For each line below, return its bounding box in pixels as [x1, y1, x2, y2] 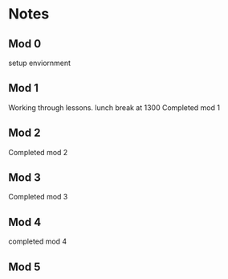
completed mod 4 [8, 236, 67, 246]
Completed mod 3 [8, 192, 68, 202]
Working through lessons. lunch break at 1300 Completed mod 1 [8, 102, 221, 113]
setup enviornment [8, 58, 71, 68]
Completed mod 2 [8, 147, 68, 157]
